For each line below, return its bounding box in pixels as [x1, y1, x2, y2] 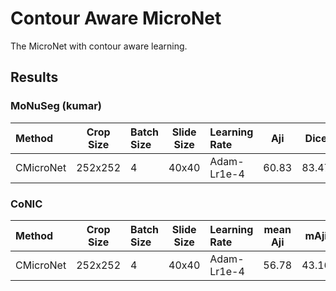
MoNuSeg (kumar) [10, 99, 102, 113]
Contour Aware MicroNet [10, 7, 222, 30]
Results [10, 69, 59, 86]
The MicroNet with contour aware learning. [10, 40, 188, 52]
